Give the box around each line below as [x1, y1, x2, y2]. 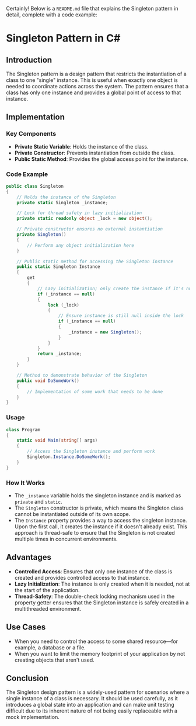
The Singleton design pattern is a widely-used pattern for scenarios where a [6, 689, 190, 696]
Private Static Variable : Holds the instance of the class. [14, 143, 149, 150]
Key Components [6, 130, 57, 138]
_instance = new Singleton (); [68, 329, 142, 335]
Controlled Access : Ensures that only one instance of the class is [14, 567, 173, 575]
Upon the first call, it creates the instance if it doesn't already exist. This [14, 523, 188, 530]
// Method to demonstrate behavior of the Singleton [16, 373, 148, 379]
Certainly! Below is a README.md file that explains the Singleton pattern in [6, 5, 178, 12]
